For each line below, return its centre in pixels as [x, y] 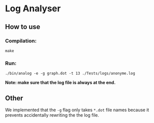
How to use [23, 27]
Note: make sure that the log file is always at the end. [60, 83]
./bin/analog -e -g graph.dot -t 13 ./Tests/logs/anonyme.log [70, 74]
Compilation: [21, 41]
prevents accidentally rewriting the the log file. [52, 115]
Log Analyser [33, 9]
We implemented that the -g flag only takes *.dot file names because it [77, 110]
